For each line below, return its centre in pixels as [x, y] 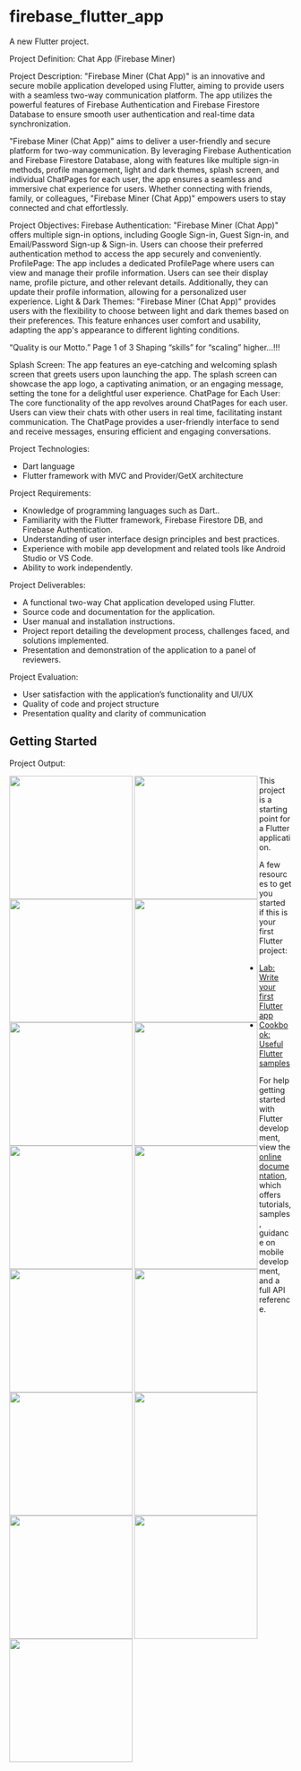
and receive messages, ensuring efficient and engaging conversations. [140, 431]
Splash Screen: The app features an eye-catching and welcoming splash [143, 364]
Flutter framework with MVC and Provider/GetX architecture [133, 475]
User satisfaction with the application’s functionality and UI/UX [138, 694]
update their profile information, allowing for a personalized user [128, 291]
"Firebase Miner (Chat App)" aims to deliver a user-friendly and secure [140, 141]
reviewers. [41, 659]
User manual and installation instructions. [99, 621]
